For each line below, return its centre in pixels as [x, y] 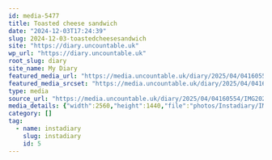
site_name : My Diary [43, 69]
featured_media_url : [43, 76]
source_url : [28, 99]
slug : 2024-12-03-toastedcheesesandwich [78, 38]
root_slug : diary [38, 61]
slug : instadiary [52, 136]
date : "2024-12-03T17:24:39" [57, 31]
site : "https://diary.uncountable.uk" [74, 46]
